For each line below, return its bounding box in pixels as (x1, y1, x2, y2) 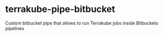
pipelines (5, 25, 24, 31)
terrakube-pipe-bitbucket (5, 3, 115, 15)
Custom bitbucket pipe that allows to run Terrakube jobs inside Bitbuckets (5, 20, 158, 26)
